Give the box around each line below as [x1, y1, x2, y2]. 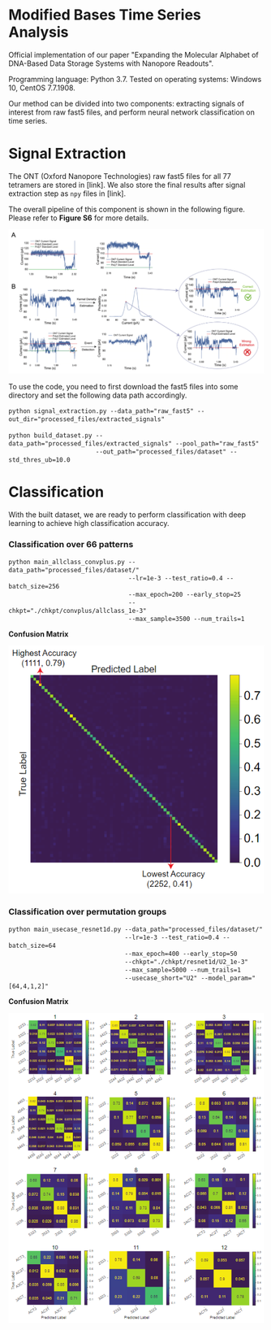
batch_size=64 [8, 941, 57, 950]
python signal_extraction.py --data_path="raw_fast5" [8, 406, 195, 415]
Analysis [8, 23, 69, 41]
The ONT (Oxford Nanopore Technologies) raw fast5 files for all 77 [8, 171, 231, 180]
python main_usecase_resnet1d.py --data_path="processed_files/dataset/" [8, 925, 264, 934]
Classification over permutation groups [8, 906, 167, 917]
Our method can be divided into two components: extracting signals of [8, 98, 245, 108]
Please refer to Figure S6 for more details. [8, 213, 149, 223]
